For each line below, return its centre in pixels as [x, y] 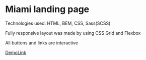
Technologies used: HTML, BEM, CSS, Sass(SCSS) [58, 23]
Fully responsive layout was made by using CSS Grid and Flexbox [73, 33]
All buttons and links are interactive [42, 43]
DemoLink [16, 52]
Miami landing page [47, 9]
